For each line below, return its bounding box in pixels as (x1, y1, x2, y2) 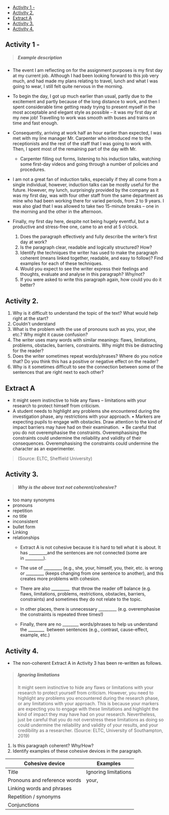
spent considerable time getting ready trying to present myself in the (12, 104, 155, 110)
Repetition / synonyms (8, 793, 61, 800)
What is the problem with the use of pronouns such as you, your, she (12, 326, 156, 332)
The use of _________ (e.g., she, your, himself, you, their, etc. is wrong (20, 565, 163, 571)
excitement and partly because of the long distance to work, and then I (12, 99, 160, 105)
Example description (17, 54, 62, 60)
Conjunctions (8, 801, 39, 808)
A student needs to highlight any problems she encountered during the (12, 408, 160, 414)
